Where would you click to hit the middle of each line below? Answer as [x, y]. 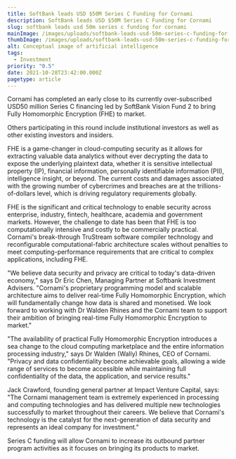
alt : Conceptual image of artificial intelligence [83, 46]
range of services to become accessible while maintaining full [97, 369]
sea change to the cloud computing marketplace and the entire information [116, 347]
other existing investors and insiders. [61, 135]
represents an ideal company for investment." [73, 427]
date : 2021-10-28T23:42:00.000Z [54, 72]
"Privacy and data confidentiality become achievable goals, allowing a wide [117, 361]
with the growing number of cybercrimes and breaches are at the [101, 186]
